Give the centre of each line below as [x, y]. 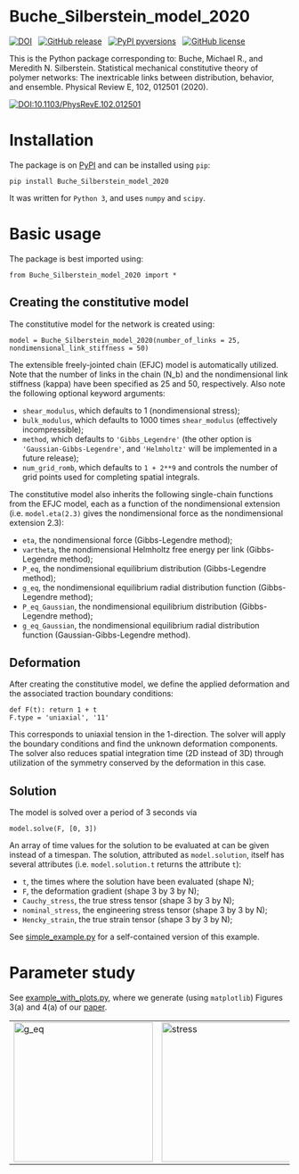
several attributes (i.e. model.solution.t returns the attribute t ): [125, 864]
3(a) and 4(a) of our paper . [58, 1007]
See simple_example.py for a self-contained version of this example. [134, 937]
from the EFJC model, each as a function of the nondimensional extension [145, 504]
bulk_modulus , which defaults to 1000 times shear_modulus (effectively [149, 420]
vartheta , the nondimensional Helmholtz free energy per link [133, 549]
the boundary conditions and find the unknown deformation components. [144, 744]
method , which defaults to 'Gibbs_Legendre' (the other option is [137, 438]
